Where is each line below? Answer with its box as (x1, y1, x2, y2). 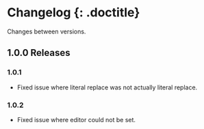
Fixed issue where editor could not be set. (16, 115, 136, 124)
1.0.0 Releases (7, 47, 71, 59)
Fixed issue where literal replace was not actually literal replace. (16, 83, 198, 91)
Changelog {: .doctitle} (7, 5, 140, 20)
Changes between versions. (7, 27, 86, 35)
